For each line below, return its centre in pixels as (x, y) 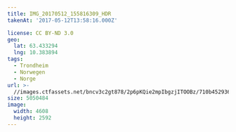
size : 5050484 (28, 98)
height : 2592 (33, 118)
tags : (15, 59)
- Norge (25, 79)
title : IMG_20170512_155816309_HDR (59, 14)
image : (17, 105)
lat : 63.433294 (36, 46)
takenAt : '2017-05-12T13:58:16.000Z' (63, 20)
